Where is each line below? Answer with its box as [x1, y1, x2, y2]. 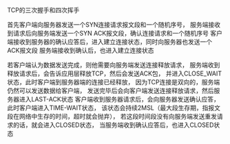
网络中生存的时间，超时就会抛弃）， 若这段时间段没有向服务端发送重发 [19, 112, 217, 120]
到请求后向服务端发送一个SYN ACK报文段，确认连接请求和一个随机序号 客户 [7, 29, 222, 37]
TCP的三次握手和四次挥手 [7, 6, 80, 14]
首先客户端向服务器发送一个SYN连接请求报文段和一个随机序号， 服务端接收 [7, 21, 220, 29]
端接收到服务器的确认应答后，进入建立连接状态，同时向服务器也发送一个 [7, 38, 212, 46]
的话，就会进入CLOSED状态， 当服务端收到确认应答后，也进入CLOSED [12, 121, 214, 129]
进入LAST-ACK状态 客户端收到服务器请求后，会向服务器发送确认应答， [19, 95, 220, 103]
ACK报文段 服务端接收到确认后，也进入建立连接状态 [7, 47, 154, 54]
